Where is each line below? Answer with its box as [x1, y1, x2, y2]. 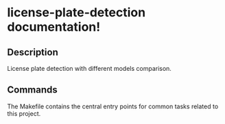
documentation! [7, 19, 101, 35]
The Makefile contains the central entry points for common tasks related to [7, 102, 219, 110]
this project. [7, 109, 41, 117]
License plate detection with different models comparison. [7, 65, 171, 72]
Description [7, 46, 58, 58]
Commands [7, 84, 58, 96]
